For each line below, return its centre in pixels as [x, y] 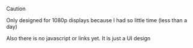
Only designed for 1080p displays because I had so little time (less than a [97, 20]
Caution [16, 9]
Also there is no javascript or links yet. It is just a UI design [78, 38]
